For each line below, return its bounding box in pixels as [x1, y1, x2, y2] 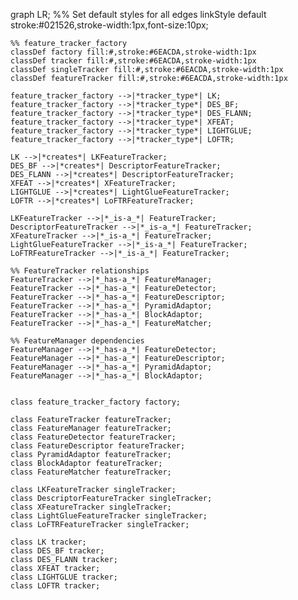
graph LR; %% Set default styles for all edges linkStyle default [10, 9, 267, 20]
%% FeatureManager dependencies [10, 336, 145, 346]
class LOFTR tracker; [10, 581, 101, 591]
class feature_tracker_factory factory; [10, 397, 182, 407]
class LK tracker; [10, 537, 87, 547]
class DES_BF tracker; [10, 546, 105, 556]
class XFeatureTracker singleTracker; [10, 502, 172, 512]
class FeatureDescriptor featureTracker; [10, 441, 186, 451]
